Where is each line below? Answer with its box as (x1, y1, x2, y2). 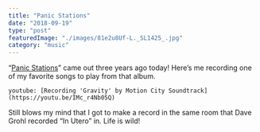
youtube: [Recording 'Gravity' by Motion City (8, 87, 165, 95)
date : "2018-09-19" (8, 19, 73, 27)
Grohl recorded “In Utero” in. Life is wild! (8, 116, 141, 126)
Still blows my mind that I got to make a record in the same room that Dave (8, 108, 252, 118)
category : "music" (8, 41, 69, 49)
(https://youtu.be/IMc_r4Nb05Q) (8, 94, 115, 102)
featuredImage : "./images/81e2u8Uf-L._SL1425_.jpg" (8, 33, 183, 42)
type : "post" (8, 26, 52, 34)
